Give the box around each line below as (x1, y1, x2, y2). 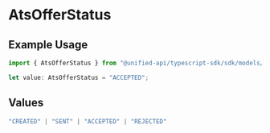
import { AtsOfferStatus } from (8, 59, 117, 67)
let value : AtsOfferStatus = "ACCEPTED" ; (8, 73, 149, 81)
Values (8, 96, 44, 110)
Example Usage (8, 38, 88, 52)
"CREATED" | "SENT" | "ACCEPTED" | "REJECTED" (8, 117, 167, 126)
